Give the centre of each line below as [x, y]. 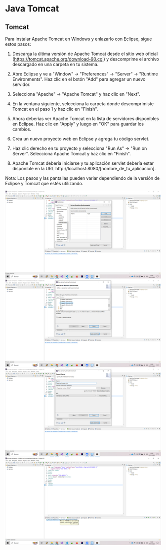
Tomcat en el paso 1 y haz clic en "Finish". [55, 109]
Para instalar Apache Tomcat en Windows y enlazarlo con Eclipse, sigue [79, 39]
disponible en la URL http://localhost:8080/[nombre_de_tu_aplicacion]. [84, 169]
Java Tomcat [32, 9]
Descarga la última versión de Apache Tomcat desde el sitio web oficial [85, 54]
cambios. [21, 129]
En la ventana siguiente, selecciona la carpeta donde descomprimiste [83, 104]
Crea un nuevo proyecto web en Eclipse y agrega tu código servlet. [81, 139]
